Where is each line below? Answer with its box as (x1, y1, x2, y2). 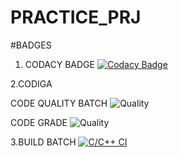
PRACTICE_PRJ (10, 6, 142, 29)
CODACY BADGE (24, 58, 95, 70)
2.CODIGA (10, 77, 53, 90)
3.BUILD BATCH (10, 136, 77, 148)
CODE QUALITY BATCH (10, 97, 108, 109)
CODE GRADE (10, 116, 68, 128)
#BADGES (10, 39, 52, 51)
